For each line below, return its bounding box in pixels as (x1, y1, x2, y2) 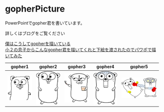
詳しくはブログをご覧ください (5, 30, 65, 36)
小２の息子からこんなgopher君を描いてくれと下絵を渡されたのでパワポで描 (5, 47, 156, 52)
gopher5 (130, 64, 148, 70)
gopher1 (10, 64, 29, 70)
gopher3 (67, 64, 86, 70)
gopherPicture (5, 3, 65, 15)
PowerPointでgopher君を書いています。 (5, 20, 85, 26)
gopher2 (39, 64, 57, 70)
